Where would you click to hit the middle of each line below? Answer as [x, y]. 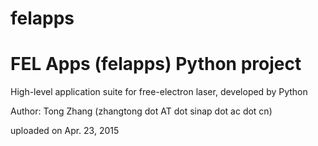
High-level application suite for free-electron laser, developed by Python [159, 92]
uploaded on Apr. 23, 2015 [65, 131]
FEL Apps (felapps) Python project [156, 64]
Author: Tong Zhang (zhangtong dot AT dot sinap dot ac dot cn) [141, 111]
